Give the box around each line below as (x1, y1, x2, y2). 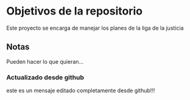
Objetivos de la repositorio (6, 4, 143, 18)
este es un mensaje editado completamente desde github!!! (6, 87, 155, 95)
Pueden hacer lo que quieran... (6, 58, 84, 65)
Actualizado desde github (6, 73, 84, 81)
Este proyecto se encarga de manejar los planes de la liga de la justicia (6, 24, 184, 32)
